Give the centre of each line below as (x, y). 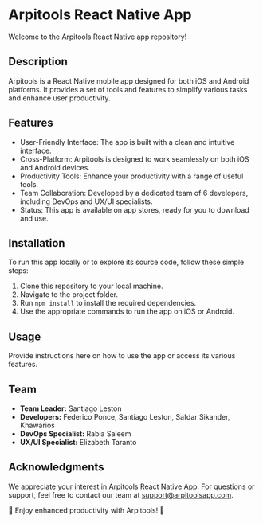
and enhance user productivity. (59, 98)
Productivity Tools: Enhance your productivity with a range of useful (131, 176)
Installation (37, 243)
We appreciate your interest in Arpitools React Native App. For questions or (131, 486)
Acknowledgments (57, 467)
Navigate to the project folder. (69, 295)
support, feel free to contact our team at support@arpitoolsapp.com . (121, 494)
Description (38, 62)
